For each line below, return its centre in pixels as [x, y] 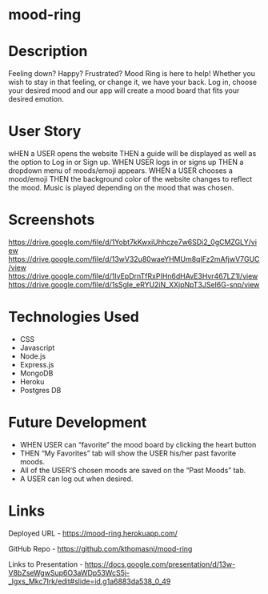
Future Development [78, 423]
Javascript [37, 347]
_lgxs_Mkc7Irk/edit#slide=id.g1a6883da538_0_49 [90, 581]
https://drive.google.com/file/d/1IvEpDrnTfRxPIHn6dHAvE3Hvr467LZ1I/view [133, 276]
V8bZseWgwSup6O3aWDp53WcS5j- [69, 572]
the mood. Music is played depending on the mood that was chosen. [121, 188]
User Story [45, 132]
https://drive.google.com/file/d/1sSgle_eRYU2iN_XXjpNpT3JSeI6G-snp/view [134, 285]
